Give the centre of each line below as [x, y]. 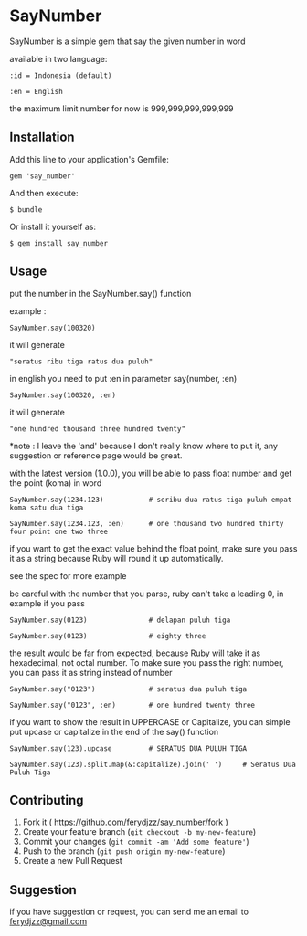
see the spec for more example [68, 575]
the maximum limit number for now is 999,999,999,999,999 [122, 108]
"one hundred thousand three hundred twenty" [97, 429]
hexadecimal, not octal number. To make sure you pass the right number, [147, 662]
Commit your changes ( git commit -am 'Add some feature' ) [136, 842]
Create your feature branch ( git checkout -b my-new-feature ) [139, 832]
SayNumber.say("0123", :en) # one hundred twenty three [132, 705]
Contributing [47, 800]
